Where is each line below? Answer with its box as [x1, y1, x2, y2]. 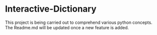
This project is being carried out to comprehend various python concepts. [5, 19, 153, 25]
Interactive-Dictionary [5, 3, 97, 15]
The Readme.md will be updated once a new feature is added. [5, 24, 129, 30]
